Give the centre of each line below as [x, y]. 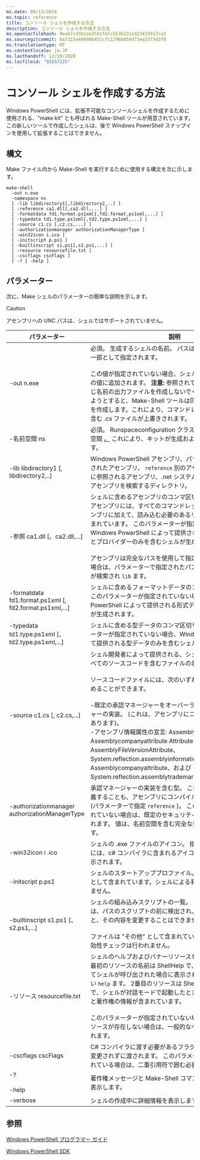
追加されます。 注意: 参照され [149, 383]
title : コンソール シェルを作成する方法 [50, 23]
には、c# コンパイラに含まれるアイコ [142, 853]
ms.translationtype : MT [36, 45]
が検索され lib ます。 [120, 576]
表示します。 [108, 1087]
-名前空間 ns [27, 439]
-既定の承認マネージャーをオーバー [140, 705]
